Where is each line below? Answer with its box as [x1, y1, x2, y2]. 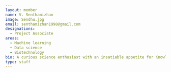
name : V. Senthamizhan [5, 12, 53, 17]
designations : [5, 26, 36, 31]
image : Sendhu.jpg [5, 17, 44, 22]
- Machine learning [10, 41, 51, 46]
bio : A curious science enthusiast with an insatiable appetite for [5, 54, 154, 60]
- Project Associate [10, 31, 53, 36]
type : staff [5, 59, 31, 64]
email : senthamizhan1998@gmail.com [5, 21, 81, 27]
